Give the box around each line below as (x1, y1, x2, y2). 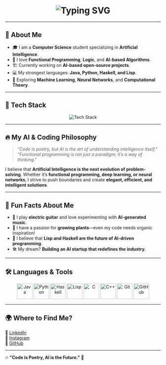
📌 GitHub (5, 340, 24, 346)
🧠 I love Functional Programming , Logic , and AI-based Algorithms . (12, 56, 151, 62)
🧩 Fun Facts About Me (5, 201, 74, 209)
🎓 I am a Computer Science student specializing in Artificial (12, 44, 138, 50)
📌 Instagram (5, 335, 30, 341)
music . (12, 219, 27, 225)
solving (5, 171, 21, 178)
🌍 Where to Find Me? (5, 314, 73, 322)
